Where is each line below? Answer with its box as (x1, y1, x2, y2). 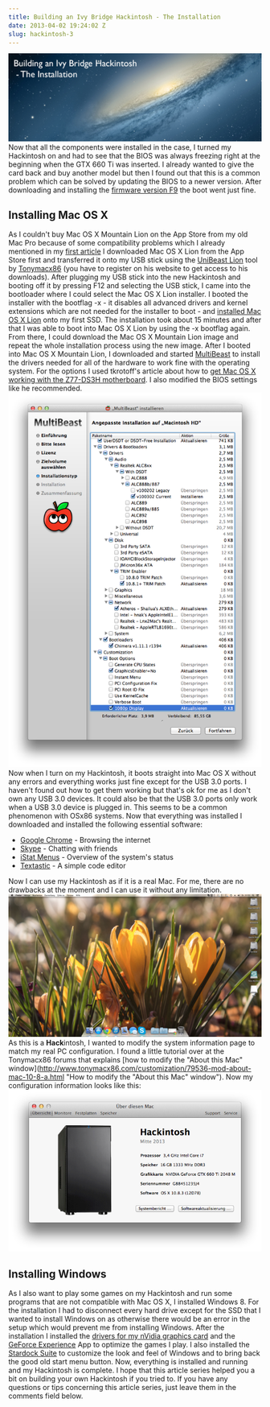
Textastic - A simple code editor (19, 861, 126, 871)
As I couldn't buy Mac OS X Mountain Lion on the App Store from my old (8, 229, 248, 239)
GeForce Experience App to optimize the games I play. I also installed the (8, 1340, 251, 1350)
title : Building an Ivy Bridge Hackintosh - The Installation (8, 13, 221, 21)
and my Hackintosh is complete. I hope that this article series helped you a (8, 1365, 256, 1376)
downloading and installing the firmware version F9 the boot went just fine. (8, 185, 256, 195)
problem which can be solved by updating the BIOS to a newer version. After (8, 176, 262, 186)
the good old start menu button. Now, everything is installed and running (8, 1357, 248, 1367)
